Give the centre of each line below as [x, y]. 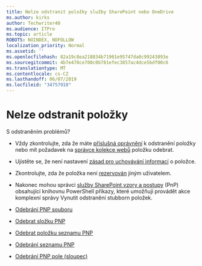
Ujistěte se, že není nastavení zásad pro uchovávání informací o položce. [105, 161]
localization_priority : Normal [46, 46]
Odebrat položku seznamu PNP [54, 233]
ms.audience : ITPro [31, 29]
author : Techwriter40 [33, 23]
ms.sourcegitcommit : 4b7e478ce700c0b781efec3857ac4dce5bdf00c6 [87, 62]
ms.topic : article [29, 34]
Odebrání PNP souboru [44, 209]
